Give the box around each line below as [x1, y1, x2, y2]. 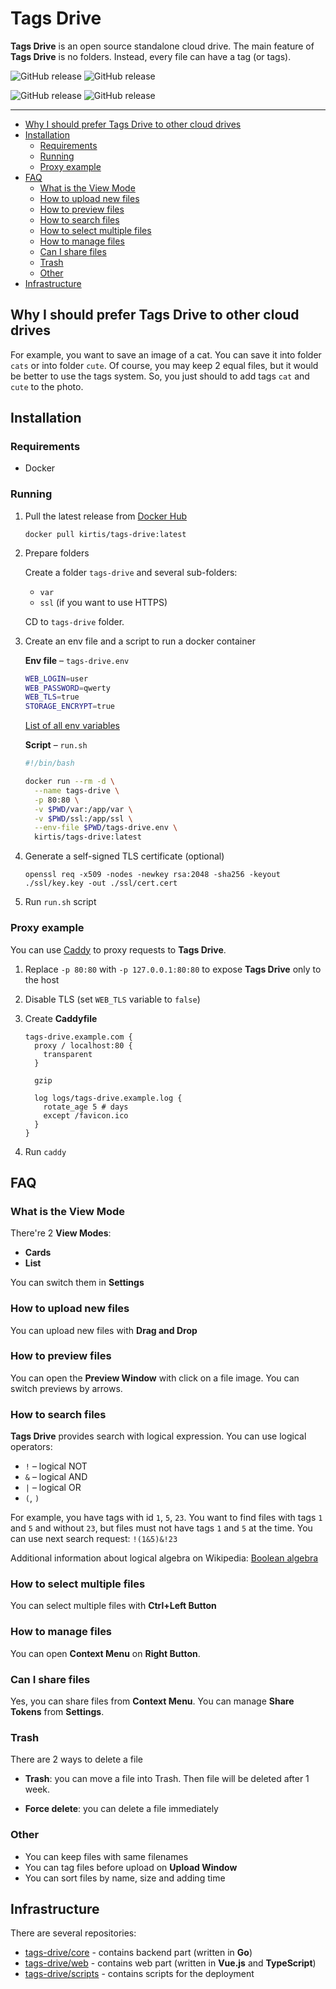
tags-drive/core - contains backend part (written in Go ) [24, 1947, 253, 1959]
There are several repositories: [10, 1927, 137, 1939]
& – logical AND [24, 1471, 88, 1483]
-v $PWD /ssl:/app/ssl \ [34, 813, 133, 824]
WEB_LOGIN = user [24, 673, 89, 684]
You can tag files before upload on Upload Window [24, 1861, 238, 1873]
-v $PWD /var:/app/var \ [34, 804, 133, 814]
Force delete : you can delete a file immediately [24, 1803, 219, 1815]
